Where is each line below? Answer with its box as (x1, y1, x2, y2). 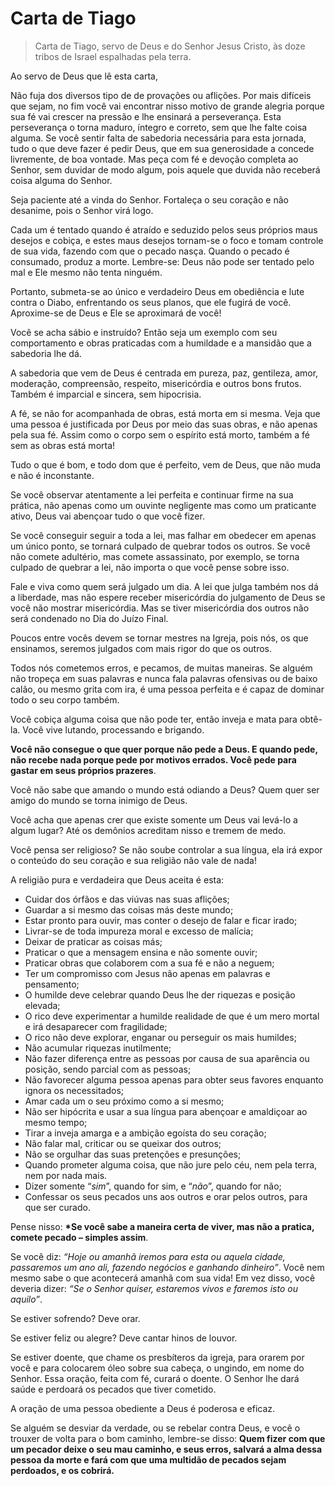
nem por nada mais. (24, 1169, 108, 1181)
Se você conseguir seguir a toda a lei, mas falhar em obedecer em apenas (10, 529, 317, 541)
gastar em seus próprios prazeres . (10, 764, 157, 776)
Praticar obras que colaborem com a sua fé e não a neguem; (24, 957, 275, 969)
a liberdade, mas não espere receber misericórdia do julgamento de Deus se (10, 591, 326, 603)
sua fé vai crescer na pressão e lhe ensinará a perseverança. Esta (10, 110, 282, 122)
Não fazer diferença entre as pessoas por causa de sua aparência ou (24, 1052, 310, 1064)
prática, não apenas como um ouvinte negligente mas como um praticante (10, 499, 317, 511)
